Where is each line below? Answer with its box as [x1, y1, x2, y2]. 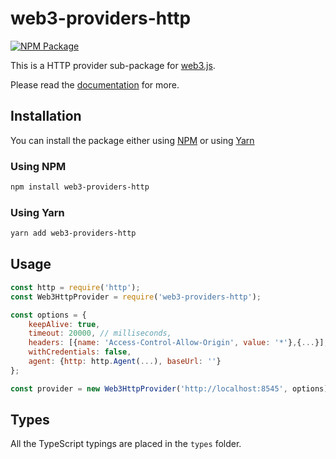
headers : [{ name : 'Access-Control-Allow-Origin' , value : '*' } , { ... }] [28, 338, 325, 348]
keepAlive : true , [28, 319, 101, 329]
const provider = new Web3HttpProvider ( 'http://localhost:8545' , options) [10, 383, 329, 394]
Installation [10, 108, 82, 125]
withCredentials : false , [28, 347, 132, 357]
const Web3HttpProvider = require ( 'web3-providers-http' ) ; [10, 292, 262, 302]
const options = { [10, 310, 87, 320]
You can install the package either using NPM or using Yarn [10, 134, 255, 146]
